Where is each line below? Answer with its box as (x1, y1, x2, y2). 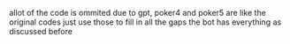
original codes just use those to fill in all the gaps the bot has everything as (9, 17, 282, 27)
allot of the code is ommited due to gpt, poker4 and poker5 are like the (9, 8, 267, 18)
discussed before (9, 26, 73, 36)
